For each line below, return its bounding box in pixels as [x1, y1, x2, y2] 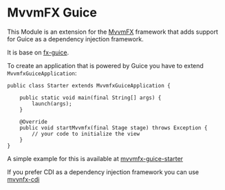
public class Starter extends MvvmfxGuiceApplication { [7, 82, 171, 89]
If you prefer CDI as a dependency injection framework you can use [7, 167, 200, 176]
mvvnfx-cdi [7, 175, 40, 183]
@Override [19, 118, 48, 125]
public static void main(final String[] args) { [19, 94, 162, 101]
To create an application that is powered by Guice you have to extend [7, 61, 204, 70]
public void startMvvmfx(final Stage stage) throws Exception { [19, 124, 208, 131]
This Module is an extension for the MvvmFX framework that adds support [7, 28, 219, 36]
